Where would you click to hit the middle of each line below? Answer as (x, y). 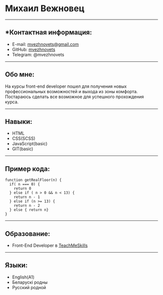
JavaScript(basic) (30, 144)
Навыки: (19, 122)
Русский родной (29, 287)
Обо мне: (20, 74)
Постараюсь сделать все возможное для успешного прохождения (74, 97)
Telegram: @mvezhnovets (38, 55)
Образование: (28, 234)
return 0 (23, 189)
